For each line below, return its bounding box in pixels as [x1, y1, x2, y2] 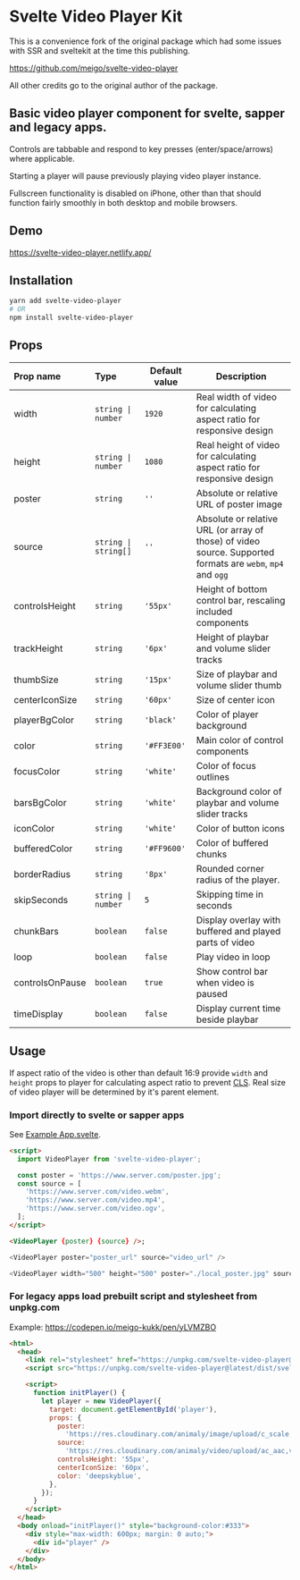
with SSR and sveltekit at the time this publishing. [9, 45, 190, 55]
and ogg [196, 568, 229, 580]
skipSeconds [13, 893, 69, 906]
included [196, 605, 233, 618]
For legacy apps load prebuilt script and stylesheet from [9, 1290, 258, 1303]
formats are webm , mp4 [196, 557, 284, 570]
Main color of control [196, 733, 284, 746]
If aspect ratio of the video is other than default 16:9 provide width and [9, 1067, 268, 1078]
